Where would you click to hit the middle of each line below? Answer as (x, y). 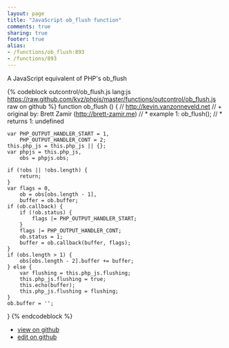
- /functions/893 (32, 59)
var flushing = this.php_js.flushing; (75, 273)
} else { (20, 267)
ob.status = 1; (41, 237)
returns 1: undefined (36, 121)
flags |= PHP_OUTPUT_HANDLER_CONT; (71, 230)
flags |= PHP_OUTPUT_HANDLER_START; (84, 219)
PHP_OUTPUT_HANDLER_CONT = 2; (63, 140)
